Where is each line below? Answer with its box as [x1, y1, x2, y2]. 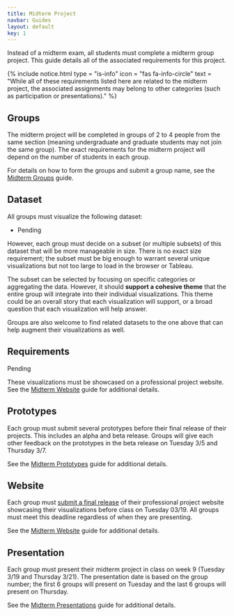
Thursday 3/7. [7, 446, 47, 454]
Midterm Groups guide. [7, 174, 75, 182]
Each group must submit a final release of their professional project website [7, 498, 224, 507]
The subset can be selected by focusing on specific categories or [7, 275, 196, 283]
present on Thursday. [7, 587, 69, 596]
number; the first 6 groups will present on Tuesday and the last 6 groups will [7, 580, 226, 589]
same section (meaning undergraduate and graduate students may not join [7, 138, 222, 146]
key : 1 [7, 29, 26, 37]
